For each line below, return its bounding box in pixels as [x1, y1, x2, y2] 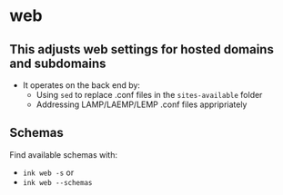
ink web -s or [22, 167, 75, 178]
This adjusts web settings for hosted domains [9, 42, 275, 57]
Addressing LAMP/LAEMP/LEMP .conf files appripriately [35, 99, 248, 110]
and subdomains [9, 55, 106, 71]
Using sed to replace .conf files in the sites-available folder [35, 90, 263, 100]
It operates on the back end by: [22, 80, 141, 91]
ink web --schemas [22, 178, 93, 187]
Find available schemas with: [9, 149, 118, 160]
